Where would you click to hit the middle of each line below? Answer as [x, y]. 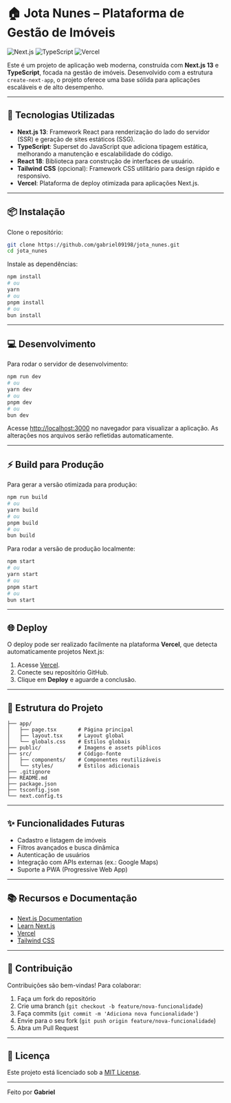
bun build [21, 536]
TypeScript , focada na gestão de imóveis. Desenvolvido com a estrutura [110, 72]
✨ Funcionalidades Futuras [66, 824]
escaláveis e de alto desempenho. [56, 87]
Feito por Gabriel [31, 1092]
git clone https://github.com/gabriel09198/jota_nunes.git [93, 245]
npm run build [27, 497]
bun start [21, 600]
